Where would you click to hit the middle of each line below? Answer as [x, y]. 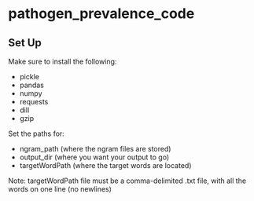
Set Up [25, 43]
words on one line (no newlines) [60, 189]
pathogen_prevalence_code [101, 14]
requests [34, 102]
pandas [32, 85]
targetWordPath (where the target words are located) [105, 165]
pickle [29, 77]
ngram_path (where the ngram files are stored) [95, 149]
